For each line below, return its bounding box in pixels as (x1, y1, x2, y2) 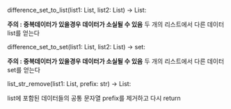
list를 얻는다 (7, 29, 40, 37)
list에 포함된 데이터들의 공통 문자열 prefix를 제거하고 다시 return (7, 94, 181, 102)
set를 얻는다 (7, 66, 40, 74)
